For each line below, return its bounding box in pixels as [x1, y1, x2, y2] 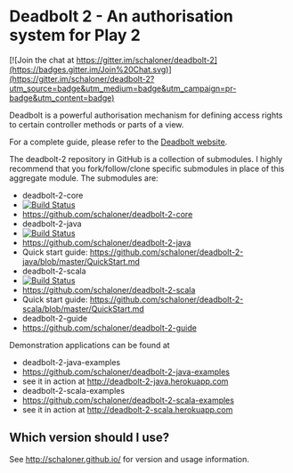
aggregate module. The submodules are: [9, 172, 159, 183]
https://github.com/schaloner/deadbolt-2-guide [21, 322, 198, 333]
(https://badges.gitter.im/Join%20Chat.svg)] [9, 64, 172, 75]
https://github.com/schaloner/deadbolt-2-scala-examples [21, 395, 234, 405]
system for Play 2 [9, 25, 141, 45]
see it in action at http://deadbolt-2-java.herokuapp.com [21, 376, 229, 387]
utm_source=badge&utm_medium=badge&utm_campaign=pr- [9, 83, 237, 94]
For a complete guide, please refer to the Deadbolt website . [9, 136, 228, 147]
